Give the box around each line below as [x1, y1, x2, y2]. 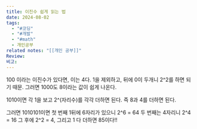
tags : [6, 20, 20, 26]
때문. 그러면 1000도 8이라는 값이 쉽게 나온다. [12, 83, 117, 90]
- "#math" [11, 36, 36, 42]
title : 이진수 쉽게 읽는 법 [6, 8, 66, 15]
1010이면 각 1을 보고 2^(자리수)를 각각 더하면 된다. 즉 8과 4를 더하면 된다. [6, 96, 177, 103]
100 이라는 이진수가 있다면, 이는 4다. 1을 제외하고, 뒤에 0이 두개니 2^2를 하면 [6, 76, 185, 83]
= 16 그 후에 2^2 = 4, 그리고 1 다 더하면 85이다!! [6, 116, 118, 123]
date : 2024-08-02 [6, 14, 50, 20]
